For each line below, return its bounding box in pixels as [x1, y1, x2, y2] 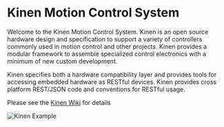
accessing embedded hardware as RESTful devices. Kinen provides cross [7, 77, 217, 86]
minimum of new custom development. [7, 57, 118, 65]
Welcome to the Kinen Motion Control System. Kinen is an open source [7, 28, 209, 36]
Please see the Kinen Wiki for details [7, 98, 112, 106]
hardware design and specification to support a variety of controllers [7, 35, 203, 43]
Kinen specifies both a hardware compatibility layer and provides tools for [7, 70, 217, 79]
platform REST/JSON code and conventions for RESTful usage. [7, 85, 185, 93]
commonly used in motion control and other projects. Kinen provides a [7, 42, 207, 50]
